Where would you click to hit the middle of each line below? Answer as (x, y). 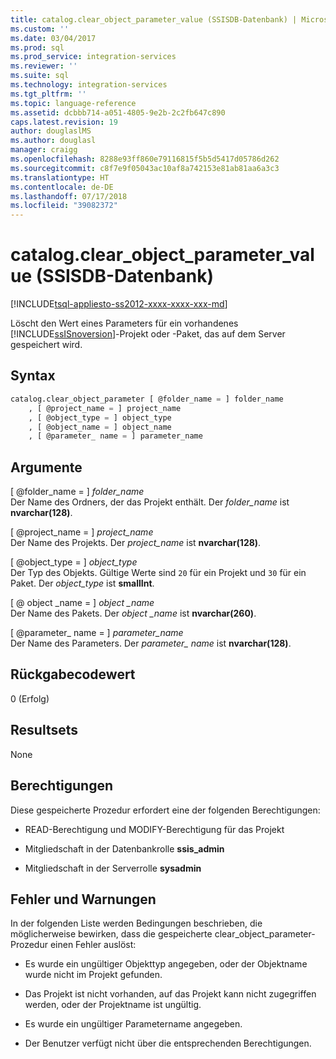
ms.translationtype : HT (60, 177)
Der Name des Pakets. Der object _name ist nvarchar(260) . (133, 613)
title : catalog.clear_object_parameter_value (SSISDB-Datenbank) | (154, 19)
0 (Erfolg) (30, 698)
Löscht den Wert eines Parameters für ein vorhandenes (124, 323)
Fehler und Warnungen (83, 899)
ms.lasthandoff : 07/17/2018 (69, 196)
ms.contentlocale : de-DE (62, 187)
